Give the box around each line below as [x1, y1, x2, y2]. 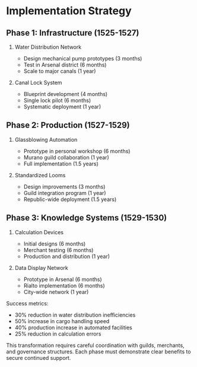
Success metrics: [6, 299, 49, 307]
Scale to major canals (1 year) [23, 68, 96, 75]
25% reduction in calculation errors [14, 330, 101, 337]
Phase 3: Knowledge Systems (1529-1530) [6, 213, 167, 223]
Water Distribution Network [14, 43, 82, 50]
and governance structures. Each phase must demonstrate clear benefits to [6, 348, 191, 355]
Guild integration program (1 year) [23, 189, 106, 196]
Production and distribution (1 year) [23, 253, 110, 260]
